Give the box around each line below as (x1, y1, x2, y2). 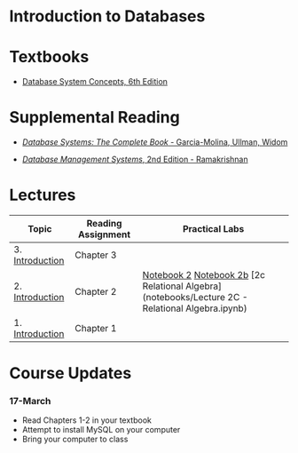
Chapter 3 (74, 249, 117, 261)
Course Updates (9, 363, 132, 384)
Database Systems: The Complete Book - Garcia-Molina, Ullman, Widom (21, 137, 288, 147)
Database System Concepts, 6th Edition (21, 76, 169, 87)
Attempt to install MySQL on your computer (21, 425, 181, 435)
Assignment (78, 228, 131, 241)
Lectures (9, 185, 76, 205)
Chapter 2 (74, 286, 117, 298)
